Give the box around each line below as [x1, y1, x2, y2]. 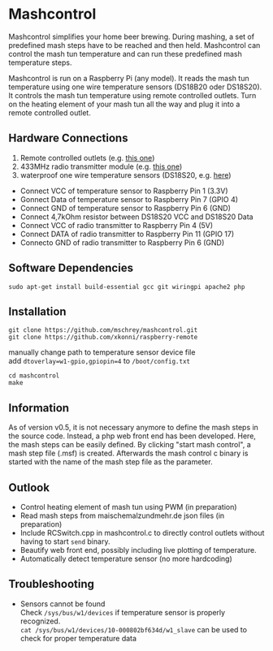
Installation [8, 304, 67, 318]
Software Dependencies [8, 261, 134, 275]
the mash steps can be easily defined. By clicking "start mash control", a [8, 440, 251, 450]
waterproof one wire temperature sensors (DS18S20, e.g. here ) [19, 170, 232, 179]
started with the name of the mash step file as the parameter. [8, 457, 213, 467]
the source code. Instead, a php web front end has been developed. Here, [8, 431, 256, 441]
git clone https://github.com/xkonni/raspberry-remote [8, 334, 198, 342]
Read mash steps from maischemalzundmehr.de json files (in [19, 511, 225, 520]
